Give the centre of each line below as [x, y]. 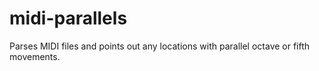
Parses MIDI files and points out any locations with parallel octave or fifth [160, 46]
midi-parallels [68, 18]
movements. [35, 56]
